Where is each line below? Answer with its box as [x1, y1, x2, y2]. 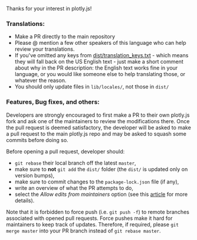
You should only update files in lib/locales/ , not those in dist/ [14, 83, 169, 90]
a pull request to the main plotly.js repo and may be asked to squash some [6, 130, 187, 137]
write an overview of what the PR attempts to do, [14, 184, 134, 191]
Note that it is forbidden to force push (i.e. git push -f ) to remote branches [6, 208, 190, 215]
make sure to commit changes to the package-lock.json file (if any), [14, 178, 179, 185]
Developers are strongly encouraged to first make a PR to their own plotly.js [6, 111, 190, 119]
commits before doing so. [6, 136, 69, 143]
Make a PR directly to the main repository [14, 33, 116, 40]
